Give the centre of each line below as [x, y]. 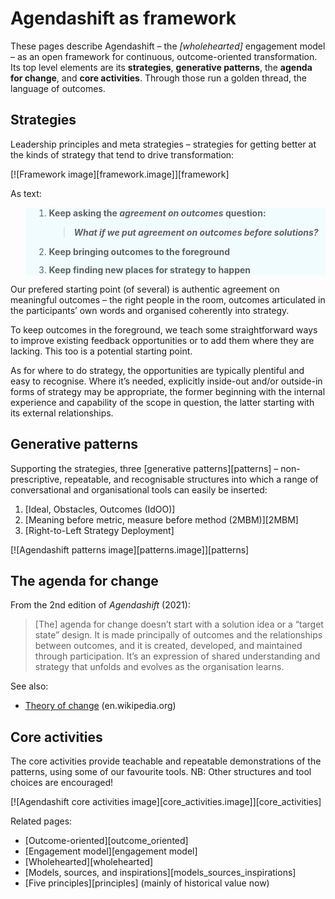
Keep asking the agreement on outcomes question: [157, 213]
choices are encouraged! [62, 783]
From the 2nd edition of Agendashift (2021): [100, 605]
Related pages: [41, 821]
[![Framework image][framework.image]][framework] [120, 174]
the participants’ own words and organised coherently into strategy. [150, 310]
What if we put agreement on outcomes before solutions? [196, 232]
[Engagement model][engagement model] [111, 851]
